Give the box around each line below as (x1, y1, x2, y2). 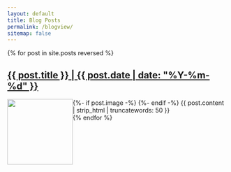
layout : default (7, 10, 54, 17)
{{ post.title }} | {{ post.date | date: (7, 69, 161, 81)
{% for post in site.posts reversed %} (7, 49, 114, 57)
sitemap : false (7, 29, 52, 37)
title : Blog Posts (7, 17, 61, 24)
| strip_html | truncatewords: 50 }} (73, 106, 170, 115)
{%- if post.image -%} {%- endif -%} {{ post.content (73, 99, 225, 107)
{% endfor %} (73, 113, 113, 122)
